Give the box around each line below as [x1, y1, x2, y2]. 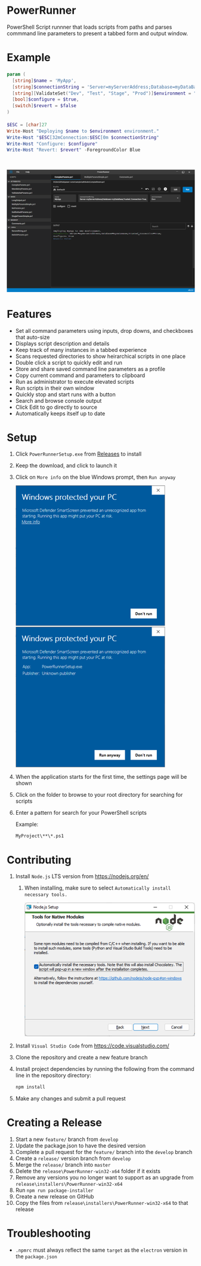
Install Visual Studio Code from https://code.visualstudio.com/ [15, 1042, 169, 1049]
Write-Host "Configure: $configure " [7, 141, 98, 147]
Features [7, 307, 52, 321]
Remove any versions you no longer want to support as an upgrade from [15, 1174, 194, 1181]
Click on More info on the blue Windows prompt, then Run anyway [15, 473, 176, 481]
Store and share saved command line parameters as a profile [15, 365, 166, 372]
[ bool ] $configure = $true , [12, 96, 79, 102]
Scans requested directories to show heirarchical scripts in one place [15, 353, 186, 360]
